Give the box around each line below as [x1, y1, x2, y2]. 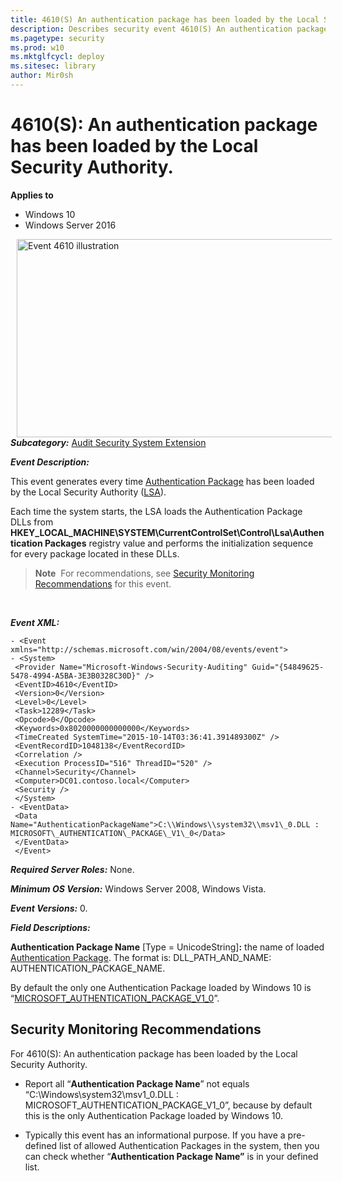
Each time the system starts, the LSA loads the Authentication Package [10, 505, 303, 517]
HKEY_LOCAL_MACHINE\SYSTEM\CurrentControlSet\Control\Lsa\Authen [10, 526, 325, 538]
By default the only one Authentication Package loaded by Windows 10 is [10, 981, 312, 993]
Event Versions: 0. [10, 902, 88, 914]
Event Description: [10, 456, 90, 468]
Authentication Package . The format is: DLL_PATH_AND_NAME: [10, 951, 272, 963]
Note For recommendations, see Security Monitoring [34, 567, 255, 579]
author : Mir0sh [10, 71, 74, 81]
